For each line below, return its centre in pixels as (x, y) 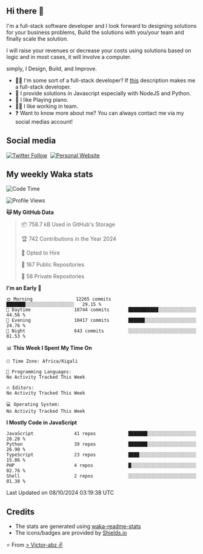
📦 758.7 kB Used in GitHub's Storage (68, 224)
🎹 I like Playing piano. (42, 99)
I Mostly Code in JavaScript (42, 422)
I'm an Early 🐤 (24, 288)
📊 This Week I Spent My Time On (49, 348)
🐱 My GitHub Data (30, 212)
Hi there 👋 (25, 11)
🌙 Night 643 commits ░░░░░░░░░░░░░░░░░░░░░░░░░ (101, 331)
